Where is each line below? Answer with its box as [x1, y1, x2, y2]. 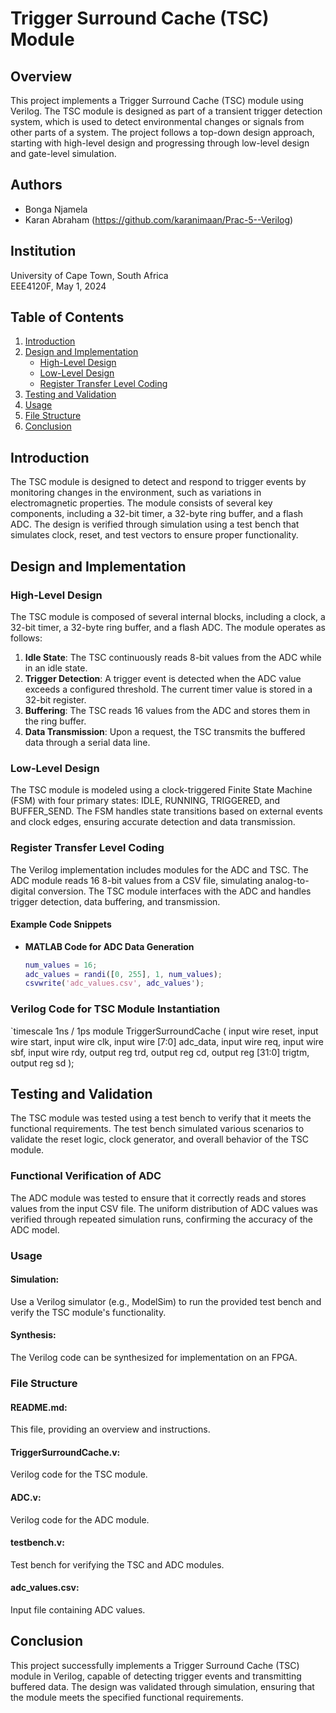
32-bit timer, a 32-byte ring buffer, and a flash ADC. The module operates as [10, 621, 326, 633]
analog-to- [264, 874, 310, 886]
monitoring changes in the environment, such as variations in [10, 487, 262, 499]
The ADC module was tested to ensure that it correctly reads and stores [10, 1192, 307, 1204]
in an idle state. [24, 662, 88, 674]
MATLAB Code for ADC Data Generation [24, 940, 195, 952]
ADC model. [10, 1223, 60, 1236]
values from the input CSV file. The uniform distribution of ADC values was [10, 1202, 318, 1214]
